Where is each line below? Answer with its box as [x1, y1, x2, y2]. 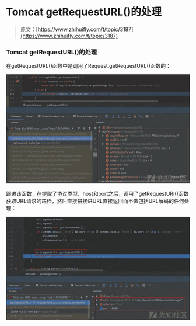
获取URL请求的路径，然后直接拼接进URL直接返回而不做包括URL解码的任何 [6, 197, 185, 204]
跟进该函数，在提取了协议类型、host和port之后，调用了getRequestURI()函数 [6, 190, 189, 197]
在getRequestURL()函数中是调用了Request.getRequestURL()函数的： [6, 63, 171, 70]
